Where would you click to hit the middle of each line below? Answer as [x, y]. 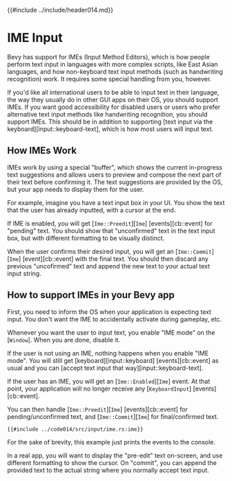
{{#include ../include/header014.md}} [60, 10]
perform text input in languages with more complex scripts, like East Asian [113, 64]
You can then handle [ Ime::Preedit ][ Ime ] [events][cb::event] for [98, 409]
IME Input [35, 38]
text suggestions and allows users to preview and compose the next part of [114, 175]
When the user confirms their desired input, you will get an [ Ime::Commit [109, 251]
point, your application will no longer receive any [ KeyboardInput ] [99, 389]
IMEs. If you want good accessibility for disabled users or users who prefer [114, 107]
